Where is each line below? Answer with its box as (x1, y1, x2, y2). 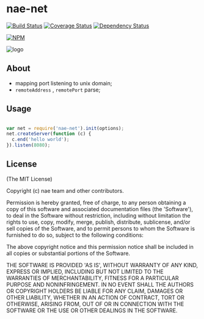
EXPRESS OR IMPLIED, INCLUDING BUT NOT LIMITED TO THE (6, 268, 164, 275)
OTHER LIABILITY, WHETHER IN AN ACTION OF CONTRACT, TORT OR (6, 293, 184, 301)
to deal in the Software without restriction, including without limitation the (6, 212, 191, 219)
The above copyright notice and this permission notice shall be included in (6, 243, 194, 250)
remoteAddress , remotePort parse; (15, 86, 101, 93)
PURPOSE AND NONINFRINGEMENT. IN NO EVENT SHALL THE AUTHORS (6, 281, 194, 288)
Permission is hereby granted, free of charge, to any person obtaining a (6, 199, 186, 206)
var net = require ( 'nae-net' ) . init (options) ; (6, 125, 124, 131)
